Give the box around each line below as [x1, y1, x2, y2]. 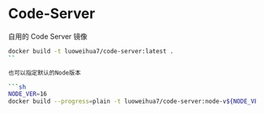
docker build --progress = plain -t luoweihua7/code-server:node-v [8, 97, 226, 106]
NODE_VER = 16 [8, 90, 47, 98]
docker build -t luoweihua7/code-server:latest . [8, 47, 174, 55]
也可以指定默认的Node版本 [8, 68, 81, 77]
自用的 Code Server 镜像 [8, 31, 88, 41]
